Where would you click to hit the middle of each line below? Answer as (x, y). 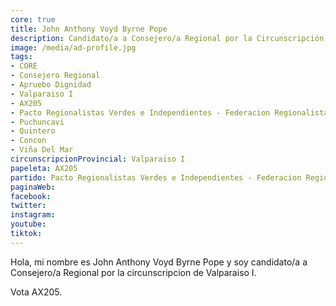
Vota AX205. (36, 292)
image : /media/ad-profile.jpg (73, 47)
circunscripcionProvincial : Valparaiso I (98, 159)
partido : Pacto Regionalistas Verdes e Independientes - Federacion (156, 177)
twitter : (28, 206)
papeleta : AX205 (44, 168)
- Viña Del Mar (42, 150)
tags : (21, 57)
